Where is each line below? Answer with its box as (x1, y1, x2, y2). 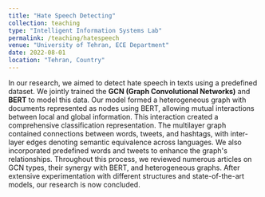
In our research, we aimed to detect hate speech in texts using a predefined (8, 77, 258, 88)
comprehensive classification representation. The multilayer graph (8, 120, 227, 130)
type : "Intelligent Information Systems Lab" (8, 26, 162, 34)
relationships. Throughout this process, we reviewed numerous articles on (8, 154, 252, 164)
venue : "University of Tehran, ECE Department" (8, 41, 170, 49)
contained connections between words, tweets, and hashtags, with (8, 128, 229, 138)
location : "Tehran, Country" (8, 57, 105, 65)
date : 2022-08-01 (8, 49, 66, 57)
